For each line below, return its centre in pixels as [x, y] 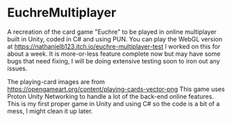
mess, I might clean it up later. [50, 111]
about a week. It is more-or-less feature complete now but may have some [114, 54]
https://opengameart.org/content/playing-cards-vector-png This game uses [116, 89]
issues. [17, 68]
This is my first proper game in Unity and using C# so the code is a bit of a [114, 103]
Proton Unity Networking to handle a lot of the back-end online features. [110, 96]
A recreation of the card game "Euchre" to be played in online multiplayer [112, 32]
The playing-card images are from [56, 81]
